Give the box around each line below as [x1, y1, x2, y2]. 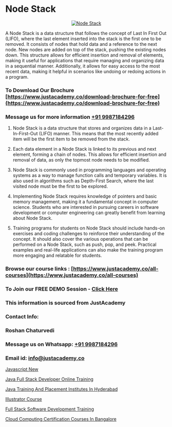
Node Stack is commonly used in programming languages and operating [12, 167, 166, 173]
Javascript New [5, 366, 39, 372]
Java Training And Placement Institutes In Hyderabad [5, 386, 118, 392]
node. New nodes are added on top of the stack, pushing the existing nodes [5, 46, 166, 52]
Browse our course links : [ [5, 265, 73, 273]
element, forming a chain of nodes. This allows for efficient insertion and [12, 151, 167, 157]
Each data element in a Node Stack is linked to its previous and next [12, 146, 157, 152]
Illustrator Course [5, 396, 42, 402]
